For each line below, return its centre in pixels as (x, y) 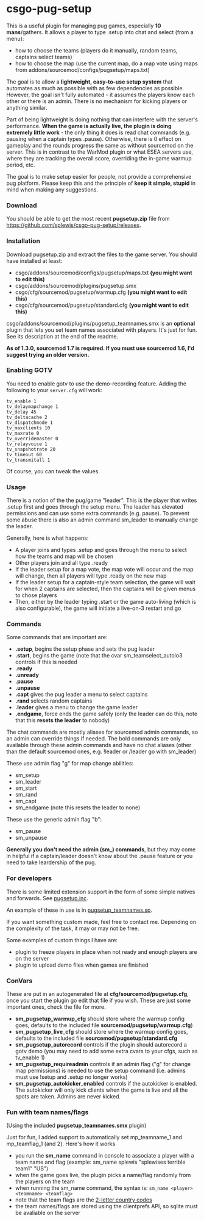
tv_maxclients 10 (28, 428)
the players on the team (45, 1181)
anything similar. (27, 107)
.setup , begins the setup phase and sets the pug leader (85, 649)
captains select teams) (44, 57)
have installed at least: (34, 260)
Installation (23, 241)
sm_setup (27, 775)
